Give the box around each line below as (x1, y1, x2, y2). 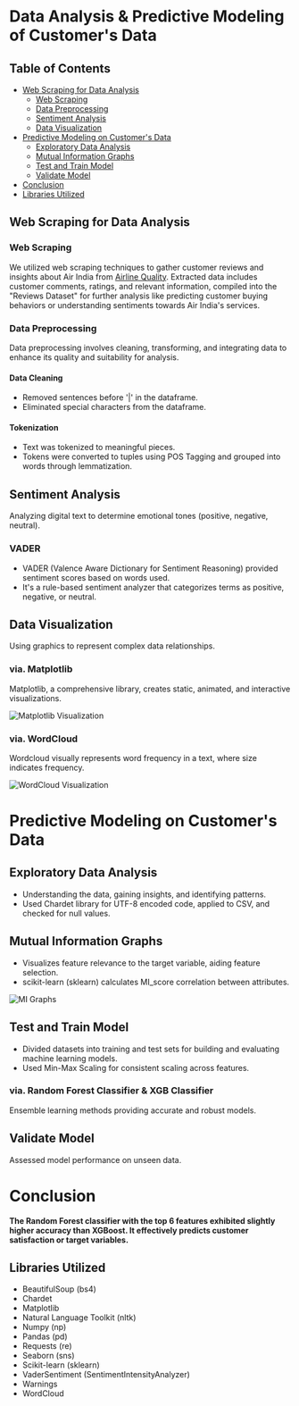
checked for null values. (21, 908, 111, 918)
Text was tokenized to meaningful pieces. (21, 442, 176, 453)
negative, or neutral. (21, 591, 96, 602)
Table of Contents (9, 61, 112, 76)
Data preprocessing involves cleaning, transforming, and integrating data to (9, 342, 287, 353)
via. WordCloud (9, 732, 79, 745)
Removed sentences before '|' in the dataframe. (21, 392, 198, 403)
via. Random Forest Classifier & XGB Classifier (9, 1084, 214, 1097)
